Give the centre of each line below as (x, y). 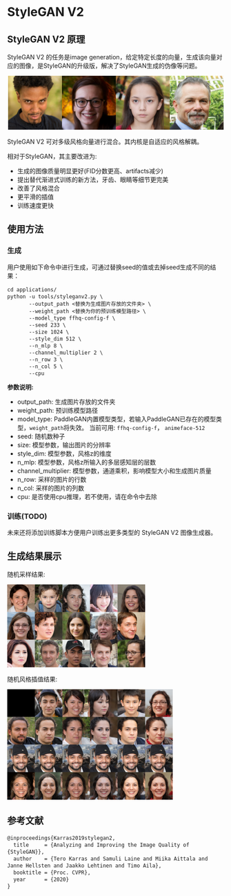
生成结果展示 (34, 556)
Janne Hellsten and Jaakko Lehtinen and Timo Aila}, (84, 866)
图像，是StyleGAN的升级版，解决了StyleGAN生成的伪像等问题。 (110, 66)
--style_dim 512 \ (55, 339)
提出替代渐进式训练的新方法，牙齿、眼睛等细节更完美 (93, 179)
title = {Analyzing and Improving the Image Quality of (101, 845)
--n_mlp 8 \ (46, 346)
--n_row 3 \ (46, 360)
